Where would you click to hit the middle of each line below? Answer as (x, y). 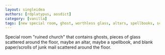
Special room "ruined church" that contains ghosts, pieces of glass (73, 37)
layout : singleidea (25, 9)
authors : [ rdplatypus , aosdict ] (38, 14)
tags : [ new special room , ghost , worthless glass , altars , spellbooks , (80, 23)
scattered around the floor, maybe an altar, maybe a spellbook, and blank (79, 42)
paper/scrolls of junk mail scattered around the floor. (58, 47)
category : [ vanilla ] (26, 18)
